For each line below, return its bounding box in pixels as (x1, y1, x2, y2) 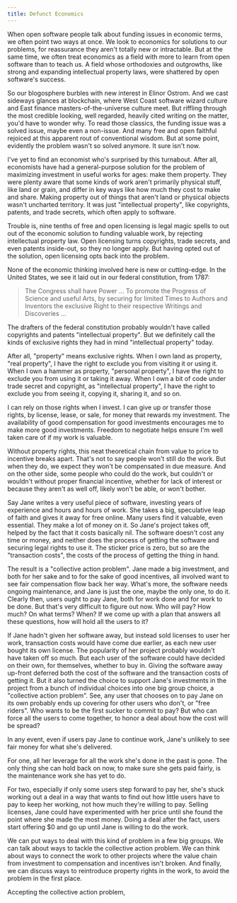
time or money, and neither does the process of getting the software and (7, 535, 219, 544)
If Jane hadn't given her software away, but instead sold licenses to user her (7, 631, 231, 640)
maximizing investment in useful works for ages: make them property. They (7, 170, 227, 178)
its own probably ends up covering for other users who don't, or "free (7, 698, 211, 707)
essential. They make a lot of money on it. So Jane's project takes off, (7, 521, 210, 529)
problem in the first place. (7, 874, 83, 882)
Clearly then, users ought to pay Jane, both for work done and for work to (7, 594, 223, 603)
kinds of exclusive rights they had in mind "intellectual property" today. (7, 338, 214, 346)
